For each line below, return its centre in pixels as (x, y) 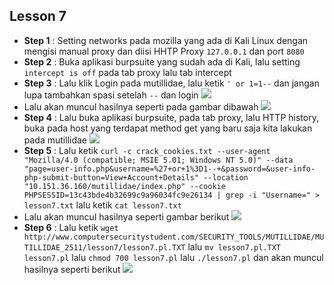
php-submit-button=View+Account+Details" (111, 177)
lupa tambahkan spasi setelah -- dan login (111, 95)
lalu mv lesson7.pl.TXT (234, 246)
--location (226, 177)
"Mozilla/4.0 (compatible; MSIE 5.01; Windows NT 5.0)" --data (158, 160)
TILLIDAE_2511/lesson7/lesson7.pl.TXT (104, 247)
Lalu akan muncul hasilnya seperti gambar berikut (126, 216)
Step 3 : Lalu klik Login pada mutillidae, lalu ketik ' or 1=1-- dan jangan (171, 83)
